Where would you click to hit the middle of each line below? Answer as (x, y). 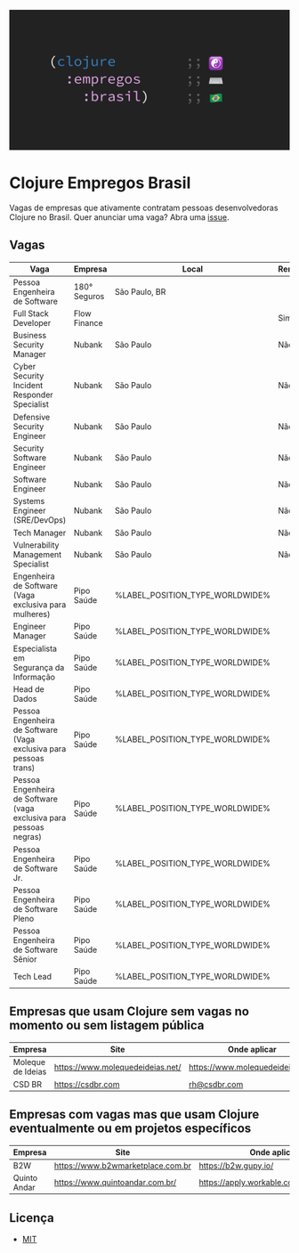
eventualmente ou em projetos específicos (130, 1129)
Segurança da (39, 667)
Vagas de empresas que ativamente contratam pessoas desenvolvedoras (144, 207)
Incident (28, 386)
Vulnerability (36, 545)
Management (37, 554)
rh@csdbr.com (216, 1084)
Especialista (35, 648)
